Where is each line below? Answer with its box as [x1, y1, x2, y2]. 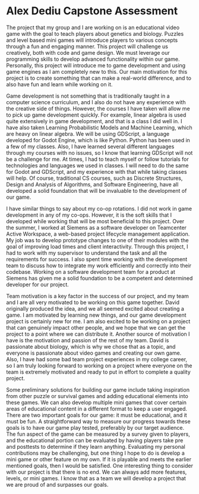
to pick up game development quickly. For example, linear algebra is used [6, 111, 187, 118]
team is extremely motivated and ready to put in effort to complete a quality [6, 368, 191, 376]
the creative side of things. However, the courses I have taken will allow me [6, 105, 190, 112]
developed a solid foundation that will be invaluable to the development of [6, 187, 187, 194]
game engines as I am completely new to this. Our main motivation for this [6, 68, 188, 75]
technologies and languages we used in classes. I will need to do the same [6, 162, 189, 169]
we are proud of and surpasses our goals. [6, 481, 109, 488]
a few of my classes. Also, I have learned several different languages [6, 143, 175, 150]
